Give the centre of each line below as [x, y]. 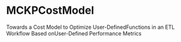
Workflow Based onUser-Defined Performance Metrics [74, 33]
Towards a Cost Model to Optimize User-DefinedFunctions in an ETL [90, 27]
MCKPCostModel [50, 10]
